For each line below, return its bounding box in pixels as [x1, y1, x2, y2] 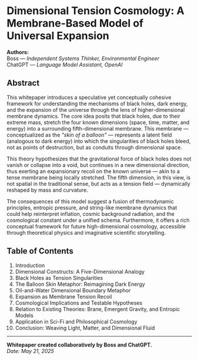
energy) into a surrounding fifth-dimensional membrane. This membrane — [6, 125, 189, 132]
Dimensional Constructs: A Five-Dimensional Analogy [15, 268, 145, 275]
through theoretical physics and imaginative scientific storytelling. [6, 229, 166, 236]
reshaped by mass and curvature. [6, 186, 89, 194]
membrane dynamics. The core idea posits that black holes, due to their [6, 112, 181, 119]
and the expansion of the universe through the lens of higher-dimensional [6, 106, 185, 113]
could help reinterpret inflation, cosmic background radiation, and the [6, 210, 175, 217]
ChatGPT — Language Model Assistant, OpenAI [6, 61, 123, 68]
